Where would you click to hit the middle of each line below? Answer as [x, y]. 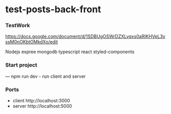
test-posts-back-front [53, 9]
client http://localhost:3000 [41, 101]
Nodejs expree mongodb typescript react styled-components [70, 52]
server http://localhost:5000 [42, 106]
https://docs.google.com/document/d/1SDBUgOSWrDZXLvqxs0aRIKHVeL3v [86, 36]
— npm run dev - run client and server [45, 76]
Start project [21, 65]
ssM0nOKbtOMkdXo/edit [32, 42]
